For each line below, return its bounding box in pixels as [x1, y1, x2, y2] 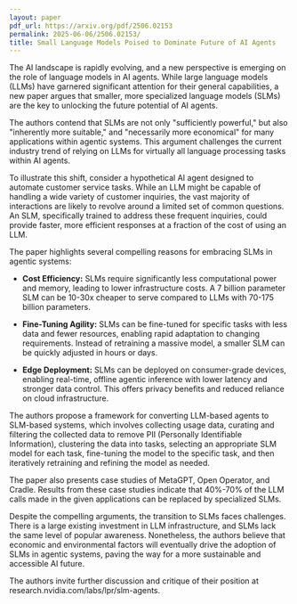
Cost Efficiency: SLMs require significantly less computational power [21, 273, 277, 284]
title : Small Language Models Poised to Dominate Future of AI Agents [9, 37, 277, 47]
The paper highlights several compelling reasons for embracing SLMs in [9, 247, 273, 257]
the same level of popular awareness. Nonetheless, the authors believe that [9, 530, 286, 541]
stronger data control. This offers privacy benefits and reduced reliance [21, 384, 285, 395]
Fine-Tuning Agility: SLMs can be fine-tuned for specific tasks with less [21, 319, 287, 330]
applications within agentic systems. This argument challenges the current [9, 136, 282, 147]
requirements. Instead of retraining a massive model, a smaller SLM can [21, 338, 285, 348]
